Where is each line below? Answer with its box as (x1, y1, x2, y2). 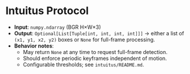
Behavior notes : (14, 42, 54, 49)
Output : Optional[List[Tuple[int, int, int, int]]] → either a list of (14, 29, 184, 36)
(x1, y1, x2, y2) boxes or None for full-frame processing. (14, 36, 155, 43)
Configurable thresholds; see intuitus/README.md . (22, 60, 145, 68)
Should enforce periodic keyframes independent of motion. (22, 55, 168, 62)
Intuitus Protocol (5, 4, 89, 18)
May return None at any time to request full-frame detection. (22, 48, 168, 55)
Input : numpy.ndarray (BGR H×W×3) (14, 23, 101, 31)
